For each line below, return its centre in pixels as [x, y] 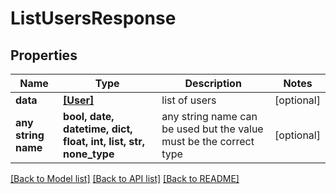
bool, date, [89, 116]
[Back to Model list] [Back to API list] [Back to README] [125, 178]
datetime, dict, [98, 129]
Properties [44, 55]
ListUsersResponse [93, 18]
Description [213, 83]
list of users [189, 100]
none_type [89, 154]
